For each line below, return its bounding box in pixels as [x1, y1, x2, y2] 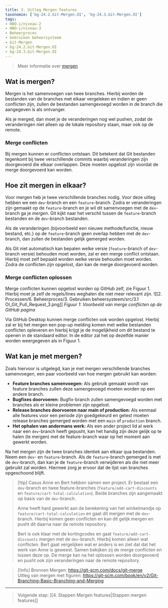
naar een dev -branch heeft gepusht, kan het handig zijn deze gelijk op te [12, 428, 161, 434]
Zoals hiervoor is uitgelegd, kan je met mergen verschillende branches [5, 365, 150, 371]
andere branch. [12, 391, 44, 397]
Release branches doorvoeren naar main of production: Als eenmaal [12, 407, 156, 413]
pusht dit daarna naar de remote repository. [17, 521, 107, 527]
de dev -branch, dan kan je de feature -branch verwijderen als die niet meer [5, 459, 159, 465]
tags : [5, 16, 16, 21]
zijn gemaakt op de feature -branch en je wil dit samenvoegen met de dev [5, 205, 156, 211]
